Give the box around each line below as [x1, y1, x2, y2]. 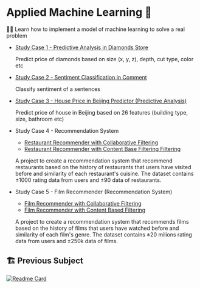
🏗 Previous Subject [6, 256, 83, 266]
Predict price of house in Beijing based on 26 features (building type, [15, 109, 188, 116]
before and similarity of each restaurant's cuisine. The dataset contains [15, 170, 194, 177]
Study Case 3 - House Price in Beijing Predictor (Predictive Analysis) [15, 97, 187, 104]
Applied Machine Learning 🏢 [6, 5, 152, 19]
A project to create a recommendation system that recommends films [15, 218, 190, 225]
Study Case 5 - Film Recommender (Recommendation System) [15, 188, 173, 195]
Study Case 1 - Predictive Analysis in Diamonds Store [15, 44, 149, 51]
